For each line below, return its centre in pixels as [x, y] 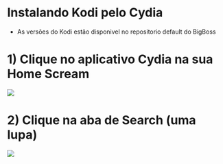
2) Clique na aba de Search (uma [102, 120]
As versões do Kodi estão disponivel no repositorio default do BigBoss [116, 32]
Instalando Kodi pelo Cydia [85, 13]
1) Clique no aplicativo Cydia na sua [110, 59]
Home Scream [48, 74]
